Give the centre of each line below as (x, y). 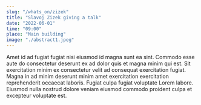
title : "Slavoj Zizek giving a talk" (54, 17)
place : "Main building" (36, 34)
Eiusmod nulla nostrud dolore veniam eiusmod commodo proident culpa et (99, 89)
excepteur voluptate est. (37, 95)
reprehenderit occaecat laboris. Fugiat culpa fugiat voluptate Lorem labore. (100, 83)
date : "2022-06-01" (31, 23)
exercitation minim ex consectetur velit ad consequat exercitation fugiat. (96, 70)
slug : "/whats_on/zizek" (38, 12)
